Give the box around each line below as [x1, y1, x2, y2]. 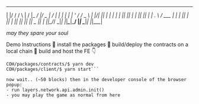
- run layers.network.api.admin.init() [6, 87, 105, 93]
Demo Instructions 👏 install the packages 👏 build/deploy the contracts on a [6, 41, 188, 48]
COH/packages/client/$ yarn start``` [6, 66, 99, 72]
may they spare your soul [6, 30, 69, 36]
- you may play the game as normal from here [6, 92, 120, 98]
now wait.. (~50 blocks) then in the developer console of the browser [6, 77, 187, 83]
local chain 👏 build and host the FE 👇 [6, 48, 97, 54]
